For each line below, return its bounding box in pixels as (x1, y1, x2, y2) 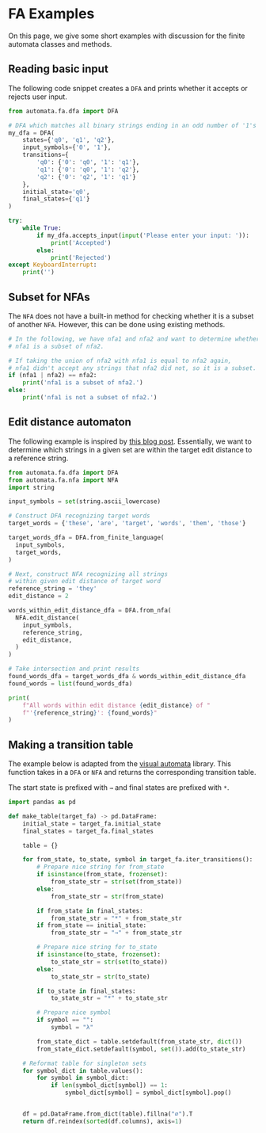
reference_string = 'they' (8, 585, 97, 593)
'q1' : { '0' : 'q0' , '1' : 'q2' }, (36, 166, 140, 174)
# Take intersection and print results (8, 665, 140, 673)
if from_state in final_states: (36, 906, 144, 915)
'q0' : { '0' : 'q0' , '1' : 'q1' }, (36, 158, 140, 166)
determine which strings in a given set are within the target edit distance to (8, 444, 253, 454)
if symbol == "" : (36, 1016, 93, 1024)
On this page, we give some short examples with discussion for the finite (8, 31, 245, 40)
